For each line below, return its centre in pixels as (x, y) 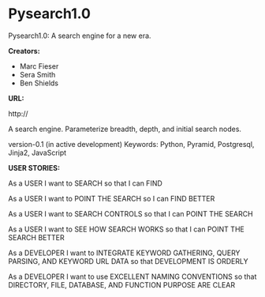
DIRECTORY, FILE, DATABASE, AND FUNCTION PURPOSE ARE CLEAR (121, 284)
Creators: (24, 51)
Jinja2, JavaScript (37, 152)
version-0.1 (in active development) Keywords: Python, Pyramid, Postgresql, (131, 144)
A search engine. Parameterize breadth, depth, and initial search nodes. (125, 129)
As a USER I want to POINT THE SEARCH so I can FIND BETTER (112, 198)
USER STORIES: (34, 167)
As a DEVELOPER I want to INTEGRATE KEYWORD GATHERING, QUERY (124, 253)
